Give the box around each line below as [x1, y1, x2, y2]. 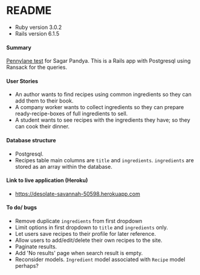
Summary [6, 43, 31, 51]
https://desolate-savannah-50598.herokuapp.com [15, 190, 140, 197]
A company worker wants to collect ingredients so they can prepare [15, 104, 184, 111]
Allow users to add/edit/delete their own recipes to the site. [15, 236, 163, 244]
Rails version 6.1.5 [15, 30, 59, 37]
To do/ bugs [6, 204, 37, 211]
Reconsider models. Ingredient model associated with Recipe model [15, 256, 185, 263]
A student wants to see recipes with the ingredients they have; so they [15, 116, 190, 124]
